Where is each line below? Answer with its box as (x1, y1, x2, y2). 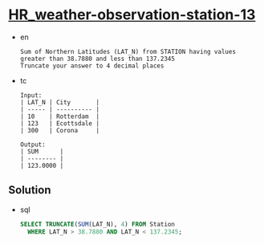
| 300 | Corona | (19, 126, 100, 134)
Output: (19, 140, 46, 148)
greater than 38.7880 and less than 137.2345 (19, 55, 175, 63)
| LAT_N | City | (19, 98, 100, 106)
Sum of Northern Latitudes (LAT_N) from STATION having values (19, 47, 237, 55)
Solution (8, 183, 51, 197)
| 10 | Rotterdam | (19, 112, 100, 120)
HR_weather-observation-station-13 (8, 6, 256, 24)
